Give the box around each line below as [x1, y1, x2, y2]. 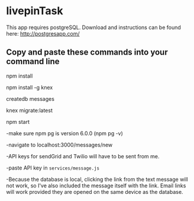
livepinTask [6, 4, 63, 18]
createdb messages [6, 95, 55, 102]
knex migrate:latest [6, 107, 53, 114]
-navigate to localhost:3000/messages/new [6, 141, 113, 148]
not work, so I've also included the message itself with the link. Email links [6, 182, 186, 189]
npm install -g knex [6, 84, 53, 91]
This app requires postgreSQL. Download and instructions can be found [6, 24, 182, 31]
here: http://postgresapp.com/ [6, 30, 80, 37]
